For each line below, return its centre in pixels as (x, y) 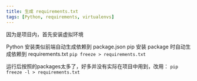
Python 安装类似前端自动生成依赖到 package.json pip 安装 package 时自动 (96, 47)
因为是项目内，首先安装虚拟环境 (45, 34)
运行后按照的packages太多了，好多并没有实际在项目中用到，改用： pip (92, 66)
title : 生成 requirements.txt (42, 11)
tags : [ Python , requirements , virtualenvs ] (60, 17)
